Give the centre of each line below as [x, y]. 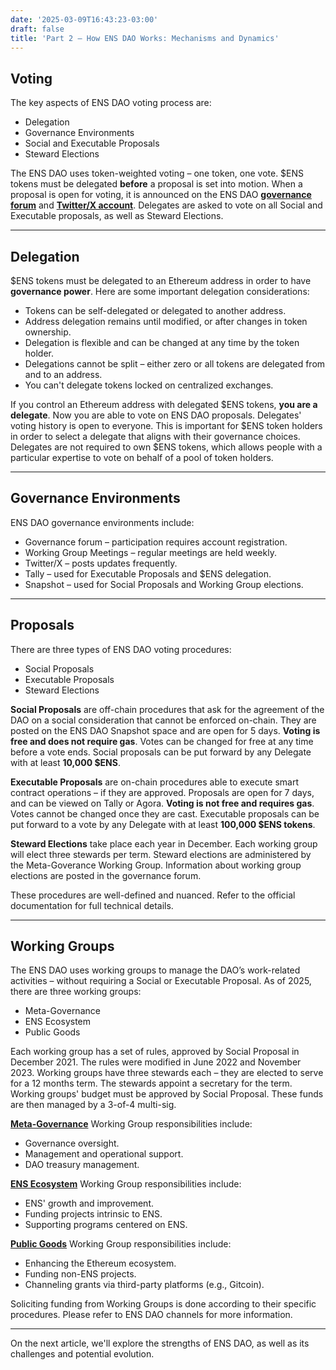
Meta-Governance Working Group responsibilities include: [131, 1124]
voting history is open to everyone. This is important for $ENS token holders [166, 425]
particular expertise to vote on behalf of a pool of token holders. [142, 457]
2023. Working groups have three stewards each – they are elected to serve [167, 1073]
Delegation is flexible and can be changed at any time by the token [162, 342]
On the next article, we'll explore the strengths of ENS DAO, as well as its [160, 1343]
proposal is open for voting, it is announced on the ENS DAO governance [161, 195]
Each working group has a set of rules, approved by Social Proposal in [155, 1052]
